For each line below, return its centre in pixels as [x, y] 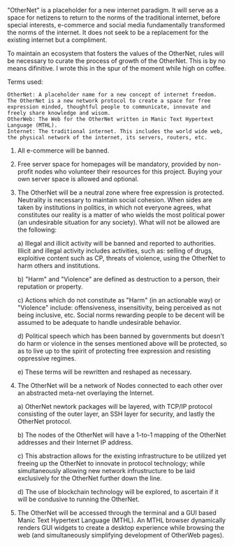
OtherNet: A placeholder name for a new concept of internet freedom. [112, 94]
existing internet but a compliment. [57, 40]
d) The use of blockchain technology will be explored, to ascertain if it [118, 492]
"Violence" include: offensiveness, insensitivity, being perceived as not [119, 308]
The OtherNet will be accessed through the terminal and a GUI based [117, 513]
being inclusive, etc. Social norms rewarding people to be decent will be [121, 315]
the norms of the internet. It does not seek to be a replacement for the [108, 32]
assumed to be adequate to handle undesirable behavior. [99, 322]
